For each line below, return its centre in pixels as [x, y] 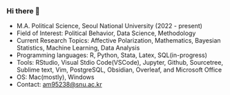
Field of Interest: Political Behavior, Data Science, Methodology [106, 33]
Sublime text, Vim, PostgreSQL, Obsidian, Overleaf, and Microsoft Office [119, 70]
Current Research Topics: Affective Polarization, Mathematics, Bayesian [119, 41]
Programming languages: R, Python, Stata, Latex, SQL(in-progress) [112, 55]
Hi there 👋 [23, 11]
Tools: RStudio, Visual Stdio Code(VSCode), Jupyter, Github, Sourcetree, [120, 63]
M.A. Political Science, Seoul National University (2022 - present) [109, 26]
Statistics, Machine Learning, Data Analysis [78, 48]
